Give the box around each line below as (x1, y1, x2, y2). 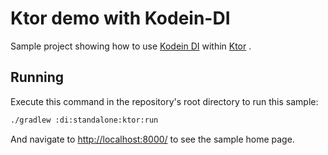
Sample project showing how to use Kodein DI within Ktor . (10, 40, 252, 52)
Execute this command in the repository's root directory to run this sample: (10, 95, 319, 107)
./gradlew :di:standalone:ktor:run (10, 115, 159, 125)
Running (10, 69, 65, 86)
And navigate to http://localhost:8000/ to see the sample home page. (10, 133, 295, 145)
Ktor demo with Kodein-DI (10, 7, 231, 30)
